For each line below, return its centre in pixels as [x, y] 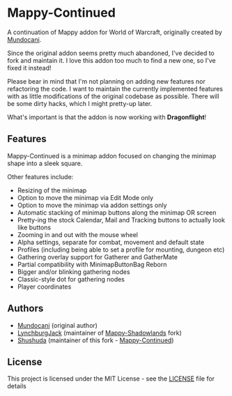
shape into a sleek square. [45, 163]
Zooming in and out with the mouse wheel [77, 234]
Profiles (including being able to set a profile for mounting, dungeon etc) [121, 250]
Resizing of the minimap [52, 190]
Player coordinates [44, 287]
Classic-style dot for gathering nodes [71, 279]
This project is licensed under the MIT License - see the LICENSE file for [111, 379]
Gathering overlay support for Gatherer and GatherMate [97, 257]
